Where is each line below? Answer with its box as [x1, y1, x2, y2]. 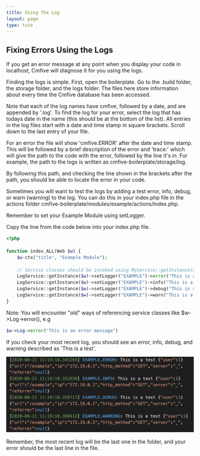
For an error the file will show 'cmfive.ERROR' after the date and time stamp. [6, 140, 193, 147]
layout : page [6, 15, 39, 22]
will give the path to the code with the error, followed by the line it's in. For [6, 152, 188, 159]
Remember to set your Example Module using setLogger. [6, 212, 146, 219]
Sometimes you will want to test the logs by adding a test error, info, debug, [6, 188, 192, 195]
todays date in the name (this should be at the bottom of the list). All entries [6, 115, 191, 122]
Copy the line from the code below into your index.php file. [6, 224, 151, 231]
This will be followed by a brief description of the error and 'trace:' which [6, 146, 185, 153]
